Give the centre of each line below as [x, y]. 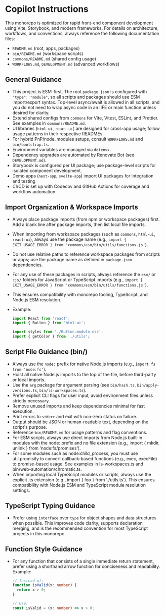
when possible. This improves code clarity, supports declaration [78, 523]
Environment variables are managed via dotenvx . [62, 149]
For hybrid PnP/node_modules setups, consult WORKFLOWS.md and [78, 139]
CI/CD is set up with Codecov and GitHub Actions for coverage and [81, 186]
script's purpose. [30, 427]
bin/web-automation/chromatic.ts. [47, 469]
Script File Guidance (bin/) [46, 352]
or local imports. [29, 380]
